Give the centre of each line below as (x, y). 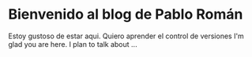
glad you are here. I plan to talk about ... (73, 44)
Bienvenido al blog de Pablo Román (126, 14)
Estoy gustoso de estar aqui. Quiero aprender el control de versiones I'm (126, 36)
